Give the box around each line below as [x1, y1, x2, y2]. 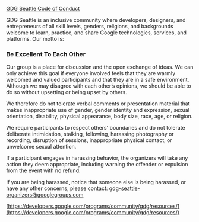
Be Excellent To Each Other [6, 50, 86, 58]
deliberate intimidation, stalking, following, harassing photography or [6, 130, 174, 138]
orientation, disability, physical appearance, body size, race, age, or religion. [6, 112, 193, 120]
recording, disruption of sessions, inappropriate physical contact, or [6, 137, 172, 144]
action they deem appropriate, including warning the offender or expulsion [6, 161, 188, 168]
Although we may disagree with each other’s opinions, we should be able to [6, 82, 191, 89]
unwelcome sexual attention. [6, 143, 77, 150]
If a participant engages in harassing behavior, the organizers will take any [6, 155, 188, 162]
